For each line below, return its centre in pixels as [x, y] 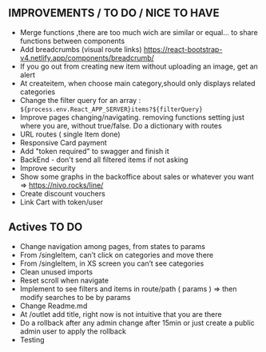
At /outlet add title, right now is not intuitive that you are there [121, 314]
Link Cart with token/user [62, 202]
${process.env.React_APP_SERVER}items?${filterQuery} [111, 109]
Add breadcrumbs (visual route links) [81, 49]
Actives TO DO [46, 227]
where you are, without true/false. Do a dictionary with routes [121, 125]
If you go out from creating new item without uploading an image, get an [139, 66]
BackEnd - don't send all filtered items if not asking [104, 160]
